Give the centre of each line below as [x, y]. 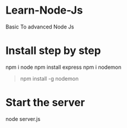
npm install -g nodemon [49, 78]
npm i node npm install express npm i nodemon [63, 67]
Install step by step [53, 51]
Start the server [45, 103]
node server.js [23, 119]
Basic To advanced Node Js [40, 27]
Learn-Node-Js [44, 10]
